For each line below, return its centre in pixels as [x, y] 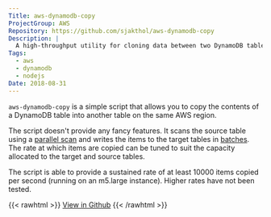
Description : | [34, 38]
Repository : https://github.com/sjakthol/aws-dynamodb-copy [112, 31]
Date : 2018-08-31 [38, 83]
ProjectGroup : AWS [39, 23]
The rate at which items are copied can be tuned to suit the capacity [122, 148]
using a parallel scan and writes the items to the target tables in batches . [129, 139]
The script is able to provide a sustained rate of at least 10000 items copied [134, 172]
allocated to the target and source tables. [77, 156]
